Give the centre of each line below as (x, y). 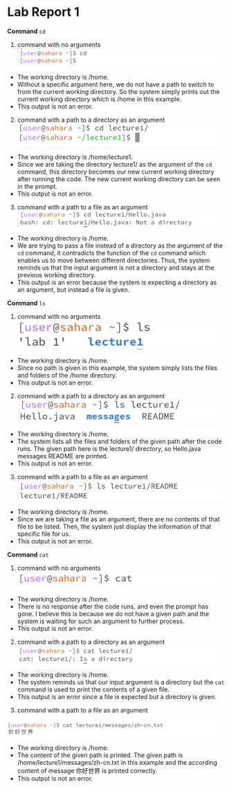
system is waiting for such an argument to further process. (101, 621)
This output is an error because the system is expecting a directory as (117, 282)
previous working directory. (56, 275)
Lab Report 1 (43, 12)
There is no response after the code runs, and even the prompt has (113, 606)
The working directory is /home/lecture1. (75, 157)
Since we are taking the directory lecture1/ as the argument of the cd (114, 164)
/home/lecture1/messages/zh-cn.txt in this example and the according (117, 762)
